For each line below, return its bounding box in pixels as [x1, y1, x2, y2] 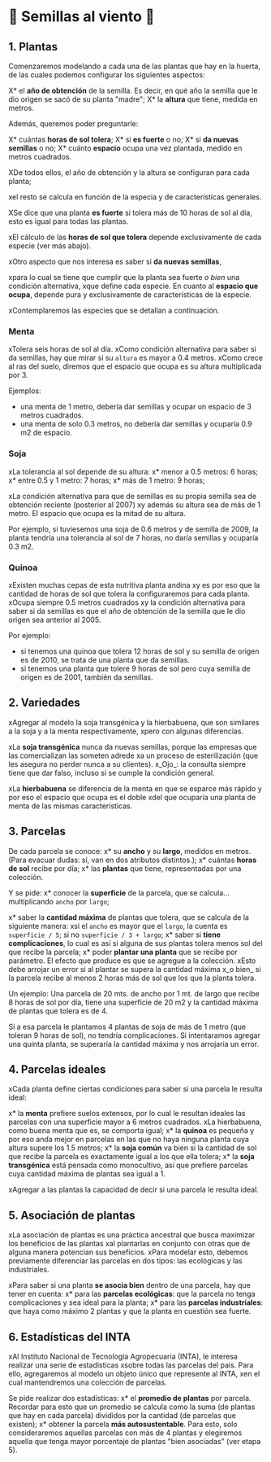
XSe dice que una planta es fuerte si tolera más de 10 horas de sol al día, [8, 208, 253, 217]
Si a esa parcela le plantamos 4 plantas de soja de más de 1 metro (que [8, 1022, 246, 1031]
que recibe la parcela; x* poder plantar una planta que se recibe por [8, 947, 238, 956]
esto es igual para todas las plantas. [8, 217, 129, 226]
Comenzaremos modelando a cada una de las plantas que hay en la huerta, [8, 61, 261, 71]
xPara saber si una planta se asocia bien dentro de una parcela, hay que [8, 1280, 252, 1290]
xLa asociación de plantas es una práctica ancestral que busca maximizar [8, 1230, 256, 1240]
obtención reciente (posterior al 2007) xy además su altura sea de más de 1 [8, 500, 261, 510]
